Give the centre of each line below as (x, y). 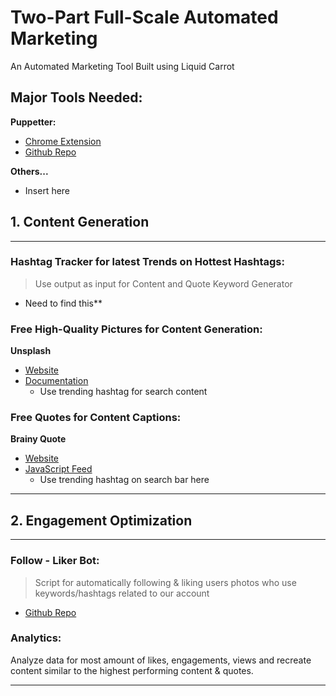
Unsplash (31, 351)
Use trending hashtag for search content (123, 392)
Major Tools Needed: (76, 97)
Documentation (56, 381)
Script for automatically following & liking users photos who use (165, 582)
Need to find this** (63, 303)
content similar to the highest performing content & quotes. (132, 670)
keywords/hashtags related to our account (122, 593)
